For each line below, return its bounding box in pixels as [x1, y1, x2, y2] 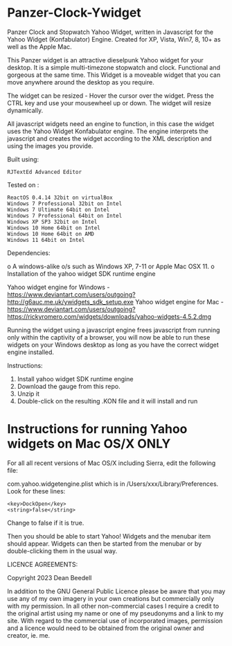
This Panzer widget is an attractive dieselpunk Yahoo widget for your [7, 55, 204, 64]
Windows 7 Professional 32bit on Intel [7, 200, 123, 207]
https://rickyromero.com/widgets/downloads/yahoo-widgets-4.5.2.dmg [7, 312, 212, 320]
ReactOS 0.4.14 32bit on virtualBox [7, 194, 113, 201]
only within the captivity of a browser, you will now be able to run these [7, 333, 211, 341]
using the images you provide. [7, 141, 93, 150]
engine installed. [7, 348, 54, 356]
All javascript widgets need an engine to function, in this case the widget [7, 119, 215, 128]
